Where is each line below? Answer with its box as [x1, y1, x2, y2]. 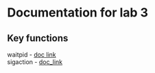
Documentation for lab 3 [7, 5, 149, 21]
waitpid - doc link [7, 50, 56, 59]
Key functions [7, 32, 69, 44]
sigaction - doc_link [7, 58, 63, 66]
